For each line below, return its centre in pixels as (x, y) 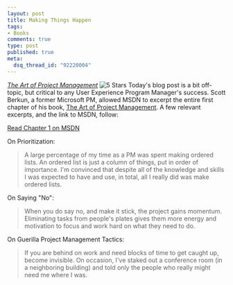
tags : (15, 26)
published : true (31, 53)
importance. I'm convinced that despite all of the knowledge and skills (124, 169)
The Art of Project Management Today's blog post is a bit (103, 85)
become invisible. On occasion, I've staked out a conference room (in (123, 260)
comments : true (29, 40)
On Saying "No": (31, 198)
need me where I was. (56, 275)
